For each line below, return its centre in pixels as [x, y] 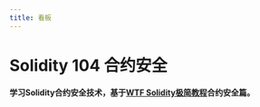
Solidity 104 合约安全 [88, 65]
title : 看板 [30, 18]
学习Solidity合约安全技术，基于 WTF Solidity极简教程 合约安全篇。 [132, 92]
